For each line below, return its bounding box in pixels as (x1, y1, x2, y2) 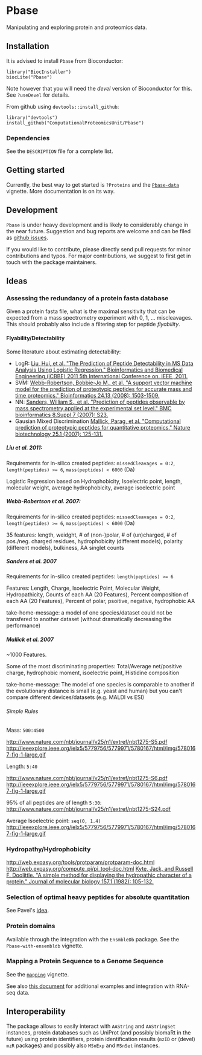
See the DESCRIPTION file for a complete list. (6, 147, 113, 155)
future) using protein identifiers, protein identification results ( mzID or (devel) (6, 1035, 196, 1042)
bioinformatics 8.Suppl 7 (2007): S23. (14, 411, 109, 418)
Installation (6, 41, 49, 51)
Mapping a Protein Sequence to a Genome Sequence (6, 957, 164, 966)
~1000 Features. (6, 651, 47, 659)
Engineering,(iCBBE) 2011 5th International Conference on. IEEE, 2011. (14, 372, 188, 379)
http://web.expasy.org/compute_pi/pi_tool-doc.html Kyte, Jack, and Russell (6, 865, 194, 872)
